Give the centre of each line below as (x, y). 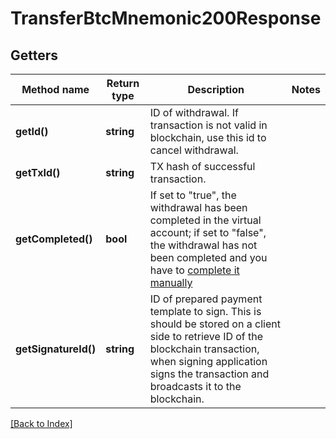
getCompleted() (54, 239)
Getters (34, 55)
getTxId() (38, 172)
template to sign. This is (205, 311)
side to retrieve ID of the (206, 336)
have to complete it (194, 270)
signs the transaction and (209, 374)
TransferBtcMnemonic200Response (166, 18)
